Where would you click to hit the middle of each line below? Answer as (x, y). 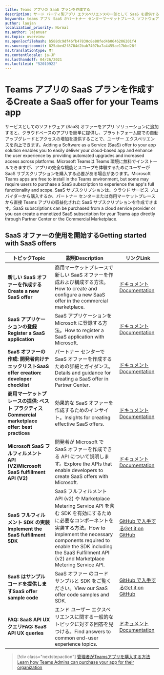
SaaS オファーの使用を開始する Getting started (76, 235)
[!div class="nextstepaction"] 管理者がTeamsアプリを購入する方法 (83, 656)
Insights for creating (87, 417)
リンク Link (138, 258)
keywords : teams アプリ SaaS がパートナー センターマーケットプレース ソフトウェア (82, 19)
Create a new (23, 291)
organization (30, 667)
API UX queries (26, 633)
